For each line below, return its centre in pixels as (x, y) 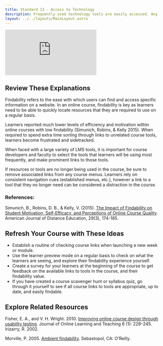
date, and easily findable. (37, 292)
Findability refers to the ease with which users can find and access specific (81, 100)
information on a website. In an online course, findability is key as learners (79, 105)
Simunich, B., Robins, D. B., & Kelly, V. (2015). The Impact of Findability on (79, 208)
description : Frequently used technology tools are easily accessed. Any (81, 14)
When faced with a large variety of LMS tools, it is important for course (76, 150)
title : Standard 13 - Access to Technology (50, 9)
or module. (23, 250)
